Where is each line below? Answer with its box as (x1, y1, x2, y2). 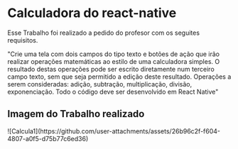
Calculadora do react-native (7, 5, 177, 21)
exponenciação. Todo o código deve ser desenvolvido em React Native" (7, 87, 219, 96)
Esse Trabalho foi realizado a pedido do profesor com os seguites (7, 28, 200, 37)
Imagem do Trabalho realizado (7, 108, 145, 120)
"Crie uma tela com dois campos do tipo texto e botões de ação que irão (7, 50, 220, 58)
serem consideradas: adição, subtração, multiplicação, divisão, (7, 79, 193, 88)
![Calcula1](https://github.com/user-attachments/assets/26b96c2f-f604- (7, 126, 221, 136)
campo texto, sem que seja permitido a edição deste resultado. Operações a (7, 72, 232, 81)
